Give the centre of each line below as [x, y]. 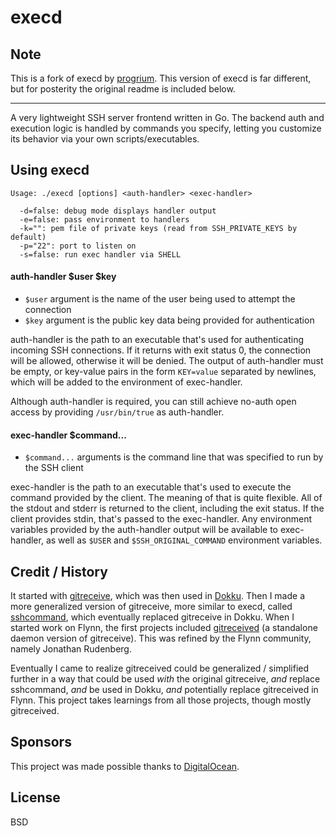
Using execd [50, 170]
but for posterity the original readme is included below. [123, 89]
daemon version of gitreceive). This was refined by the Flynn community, [161, 638]
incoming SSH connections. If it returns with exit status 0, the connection [161, 350]
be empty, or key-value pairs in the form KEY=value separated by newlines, [163, 372]
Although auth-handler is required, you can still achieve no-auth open [153, 402]
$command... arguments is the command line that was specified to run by [174, 457]
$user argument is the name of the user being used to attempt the [160, 299]
